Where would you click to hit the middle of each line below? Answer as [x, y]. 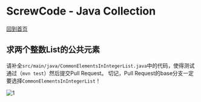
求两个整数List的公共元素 [53, 50]
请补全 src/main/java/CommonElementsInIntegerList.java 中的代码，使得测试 [100, 66]
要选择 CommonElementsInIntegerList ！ [54, 81]
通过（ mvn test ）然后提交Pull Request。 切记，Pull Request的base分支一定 [100, 73]
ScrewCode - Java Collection [81, 11]
